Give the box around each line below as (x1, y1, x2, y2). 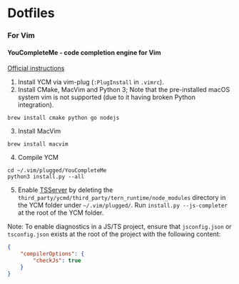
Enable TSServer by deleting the (17, 186, 113, 194)
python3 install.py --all (7, 173, 84, 181)
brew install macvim (7, 141, 69, 148)
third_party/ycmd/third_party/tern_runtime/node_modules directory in (17, 193, 226, 202)
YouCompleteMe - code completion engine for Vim (7, 48, 161, 56)
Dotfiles (7, 5, 55, 21)
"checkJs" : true (33, 257, 81, 265)
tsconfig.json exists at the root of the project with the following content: (7, 230, 221, 238)
